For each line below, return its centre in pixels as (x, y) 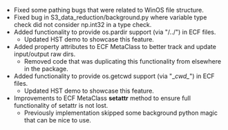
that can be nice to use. (58, 120)
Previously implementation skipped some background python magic (121, 113)
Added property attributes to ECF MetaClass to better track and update (115, 47)
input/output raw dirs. (45, 54)
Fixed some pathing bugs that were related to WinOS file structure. (108, 10)
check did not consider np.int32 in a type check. (83, 25)
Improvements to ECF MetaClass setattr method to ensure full (102, 98)
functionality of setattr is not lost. (61, 105)
